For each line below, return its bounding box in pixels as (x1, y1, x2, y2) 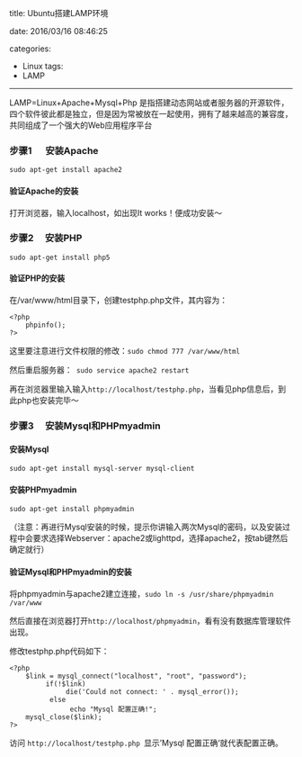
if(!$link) (45, 679, 87, 689)
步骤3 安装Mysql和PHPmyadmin (9, 419, 161, 432)
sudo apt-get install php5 (9, 253, 111, 262)
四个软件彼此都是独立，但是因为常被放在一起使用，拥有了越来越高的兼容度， (9, 109, 293, 119)
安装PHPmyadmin (9, 484, 77, 495)
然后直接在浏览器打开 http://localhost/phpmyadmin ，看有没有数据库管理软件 (9, 615, 292, 626)
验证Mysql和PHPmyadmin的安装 (9, 566, 132, 577)
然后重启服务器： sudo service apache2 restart (9, 365, 190, 375)
